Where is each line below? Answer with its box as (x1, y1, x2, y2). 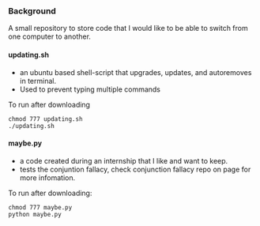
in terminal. (19, 76, 57, 85)
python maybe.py (8, 210, 62, 218)
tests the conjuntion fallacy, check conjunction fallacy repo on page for (19, 164, 251, 174)
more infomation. (19, 172, 76, 183)
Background (8, 6, 57, 17)
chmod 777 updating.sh (8, 115, 83, 123)
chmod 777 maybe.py (8, 203, 73, 211)
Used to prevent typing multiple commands (19, 85, 160, 94)
